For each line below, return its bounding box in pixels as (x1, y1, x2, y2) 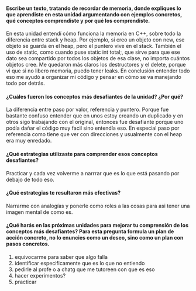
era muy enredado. (6, 137, 52, 144)
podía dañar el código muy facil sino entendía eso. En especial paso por (6, 124, 180, 131)
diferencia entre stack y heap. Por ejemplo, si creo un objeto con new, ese (6, 36, 185, 43)
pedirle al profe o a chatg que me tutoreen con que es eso (14, 266, 155, 273)
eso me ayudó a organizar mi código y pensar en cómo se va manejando (6, 74, 181, 81)
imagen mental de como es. (6, 208, 73, 216)
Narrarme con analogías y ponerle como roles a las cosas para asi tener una (6, 202, 190, 209)
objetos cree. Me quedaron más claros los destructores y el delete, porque (6, 61, 186, 68)
